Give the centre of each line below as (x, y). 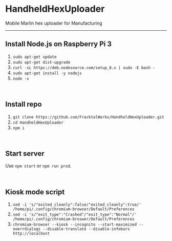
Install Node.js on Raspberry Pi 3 (58, 44)
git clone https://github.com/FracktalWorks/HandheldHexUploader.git (89, 117)
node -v (21, 78)
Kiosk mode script (35, 192)
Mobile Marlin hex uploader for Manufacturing (54, 23)
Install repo (24, 104)
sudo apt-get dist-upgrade (41, 62)
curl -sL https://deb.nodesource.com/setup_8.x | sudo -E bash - (84, 68)
